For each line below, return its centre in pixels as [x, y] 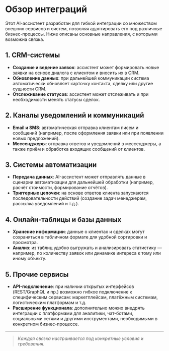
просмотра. [25, 243]
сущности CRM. [29, 89]
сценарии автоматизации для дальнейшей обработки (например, [83, 182]
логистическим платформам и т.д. [49, 303]
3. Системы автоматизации [51, 165]
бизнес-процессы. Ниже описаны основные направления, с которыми [81, 34]
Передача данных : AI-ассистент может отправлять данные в [79, 177]
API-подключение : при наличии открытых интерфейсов [73, 286]
